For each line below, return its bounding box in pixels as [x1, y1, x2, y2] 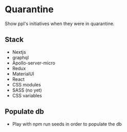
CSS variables [12, 92, 42, 98]
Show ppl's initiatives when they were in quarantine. [5, 20, 115, 27]
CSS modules [12, 81, 41, 87]
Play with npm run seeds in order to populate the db [12, 121, 122, 127]
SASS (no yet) [12, 87, 42, 93]
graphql [12, 54, 29, 60]
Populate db [5, 107, 44, 116]
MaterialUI [12, 71, 34, 77]
